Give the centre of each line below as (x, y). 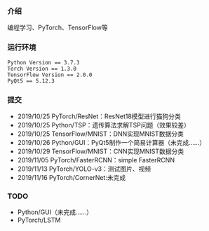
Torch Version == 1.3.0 (42, 69)
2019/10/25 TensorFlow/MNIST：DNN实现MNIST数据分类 (100, 134)
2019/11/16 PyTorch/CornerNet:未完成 (72, 177)
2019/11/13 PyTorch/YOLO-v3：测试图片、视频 (84, 169)
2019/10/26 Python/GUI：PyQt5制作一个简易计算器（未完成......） (112, 142)
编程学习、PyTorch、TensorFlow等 (58, 28)
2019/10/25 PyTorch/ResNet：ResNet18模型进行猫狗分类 (99, 116)
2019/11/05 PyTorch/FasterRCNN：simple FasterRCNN (96, 160)
